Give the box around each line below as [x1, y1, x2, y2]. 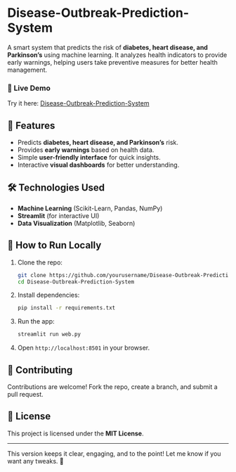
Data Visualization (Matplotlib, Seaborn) [17, 219, 136, 227]
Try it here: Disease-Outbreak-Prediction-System [7, 99, 150, 108]
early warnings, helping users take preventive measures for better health [7, 58, 218, 66]
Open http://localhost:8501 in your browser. [17, 343, 150, 352]
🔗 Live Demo [7, 83, 51, 93]
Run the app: [17, 317, 55, 326]
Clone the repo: [17, 258, 63, 267]
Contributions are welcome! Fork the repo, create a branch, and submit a [7, 382, 218, 391]
